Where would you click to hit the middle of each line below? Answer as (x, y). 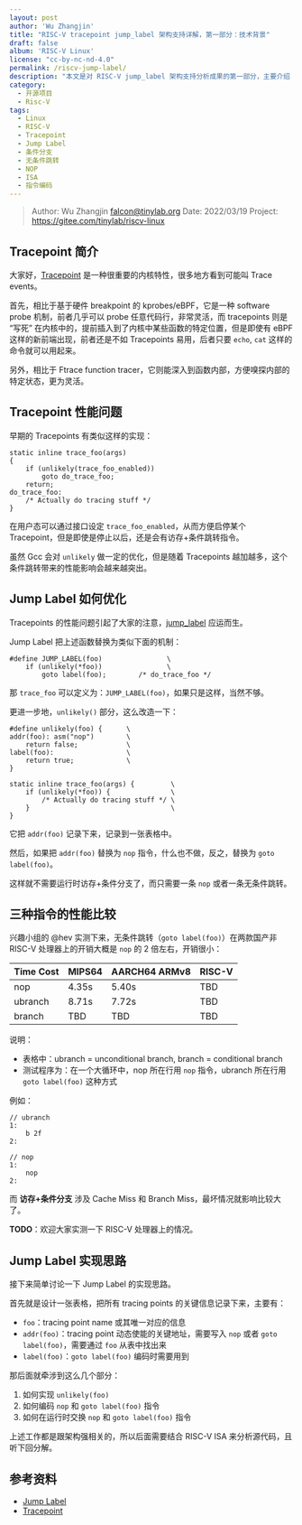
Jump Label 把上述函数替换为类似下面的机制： (96, 641)
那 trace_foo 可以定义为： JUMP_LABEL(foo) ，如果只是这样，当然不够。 (139, 693)
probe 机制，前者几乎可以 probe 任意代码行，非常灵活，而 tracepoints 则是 (149, 316)
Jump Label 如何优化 (68, 599)
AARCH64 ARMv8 (151, 972)
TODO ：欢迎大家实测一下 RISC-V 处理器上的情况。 (104, 1230)
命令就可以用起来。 (45, 350)
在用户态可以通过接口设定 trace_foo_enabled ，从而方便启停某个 (128, 525)
